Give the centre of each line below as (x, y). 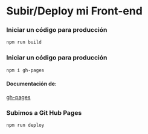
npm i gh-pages (25, 70)
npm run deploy (25, 125)
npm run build (24, 42)
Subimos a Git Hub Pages (44, 112)
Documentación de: (32, 84)
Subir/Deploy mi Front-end (75, 11)
